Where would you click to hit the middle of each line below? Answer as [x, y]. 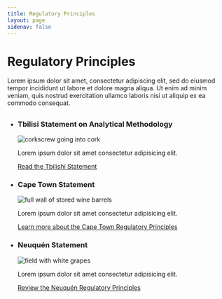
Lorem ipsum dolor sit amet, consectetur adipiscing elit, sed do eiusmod [111, 81]
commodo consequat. [39, 103]
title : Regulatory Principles [51, 14]
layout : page [26, 20]
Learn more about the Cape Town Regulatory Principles [97, 227]
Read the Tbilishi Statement [57, 167]
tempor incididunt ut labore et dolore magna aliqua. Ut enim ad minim [107, 88]
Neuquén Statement [53, 245]
